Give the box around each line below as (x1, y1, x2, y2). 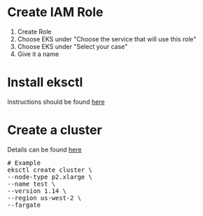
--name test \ (7, 180, 56, 188)
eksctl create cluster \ (7, 166, 92, 174)
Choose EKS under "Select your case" (17, 42, 128, 50)
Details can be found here (7, 145, 82, 154)
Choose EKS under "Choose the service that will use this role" (17, 34, 197, 43)
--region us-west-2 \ (7, 194, 82, 202)
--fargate (7, 201, 41, 209)
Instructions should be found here (7, 97, 105, 106)
